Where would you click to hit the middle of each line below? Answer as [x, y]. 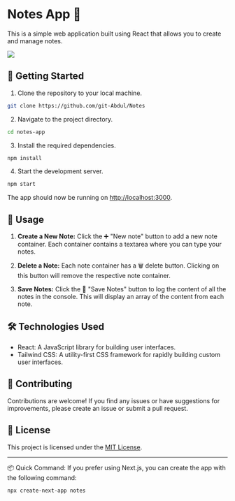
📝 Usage [26, 219]
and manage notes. [35, 41]
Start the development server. [60, 171]
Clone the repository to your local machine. [79, 93]
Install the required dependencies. [67, 145]
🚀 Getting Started [46, 76]
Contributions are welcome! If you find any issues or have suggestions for [114, 400]
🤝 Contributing [40, 384]
